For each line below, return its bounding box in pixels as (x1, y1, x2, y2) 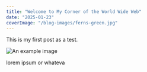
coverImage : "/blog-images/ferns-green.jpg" (6, 20, 118, 26)
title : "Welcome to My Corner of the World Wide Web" (6, 8, 142, 15)
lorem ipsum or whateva (6, 59, 65, 66)
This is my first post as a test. (6, 36, 78, 43)
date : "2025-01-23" (6, 14, 55, 20)
